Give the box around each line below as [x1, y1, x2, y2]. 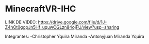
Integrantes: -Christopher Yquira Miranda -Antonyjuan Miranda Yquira [5, 33, 145, 39]
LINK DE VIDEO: [5, 19, 37, 25]
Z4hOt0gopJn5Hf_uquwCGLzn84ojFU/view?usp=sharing [5, 24, 120, 30]
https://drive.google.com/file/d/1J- [38, 19, 107, 25]
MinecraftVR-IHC [5, 3, 76, 14]
